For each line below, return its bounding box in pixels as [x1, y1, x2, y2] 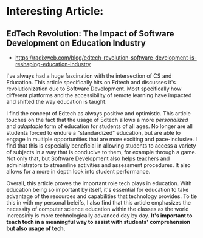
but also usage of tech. [6, 225, 66, 232]
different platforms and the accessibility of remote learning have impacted [6, 92, 192, 98]
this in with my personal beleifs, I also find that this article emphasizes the [6, 199, 191, 206]
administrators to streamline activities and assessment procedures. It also [6, 161, 191, 168]
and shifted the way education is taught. [6, 98, 107, 105]
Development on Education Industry [6, 38, 146, 48]
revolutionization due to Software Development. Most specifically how [6, 85, 182, 92]
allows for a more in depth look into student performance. [6, 168, 151, 175]
